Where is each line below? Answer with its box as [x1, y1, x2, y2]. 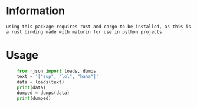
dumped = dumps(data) [17, 90, 70, 96]
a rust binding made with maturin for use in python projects [6, 28, 162, 35]
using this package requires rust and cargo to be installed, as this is [6, 24, 192, 30]
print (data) [17, 85, 46, 90]
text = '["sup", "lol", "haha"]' [17, 73, 99, 79]
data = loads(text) [17, 79, 65, 85]
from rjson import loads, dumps [17, 68, 96, 74]
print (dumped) [17, 96, 51, 102]
